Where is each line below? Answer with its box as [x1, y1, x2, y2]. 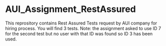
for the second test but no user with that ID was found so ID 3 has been [5, 30, 153, 36]
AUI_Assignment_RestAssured [5, 3, 136, 15]
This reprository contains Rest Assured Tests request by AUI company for [5, 20, 157, 26]
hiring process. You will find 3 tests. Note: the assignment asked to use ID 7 [5, 25, 161, 31]
